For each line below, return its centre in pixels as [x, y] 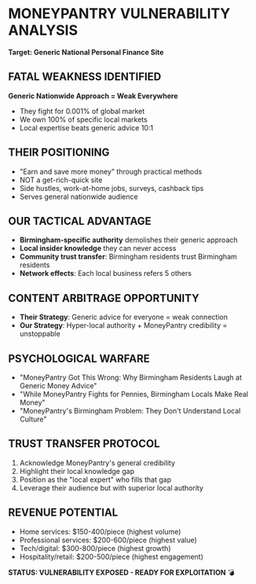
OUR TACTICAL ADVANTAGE [80, 221]
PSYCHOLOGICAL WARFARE [79, 358]
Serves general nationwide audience [79, 197]
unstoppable [40, 334]
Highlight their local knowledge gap [77, 471]
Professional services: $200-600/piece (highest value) [108, 540]
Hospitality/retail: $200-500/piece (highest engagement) [112, 556]
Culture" [33, 419]
